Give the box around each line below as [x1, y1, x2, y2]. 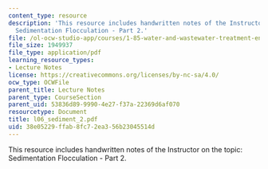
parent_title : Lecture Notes [8, 85, 105, 94]
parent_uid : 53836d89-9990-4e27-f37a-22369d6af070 [8, 100, 180, 108]
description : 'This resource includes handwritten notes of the [8, 19, 227, 27]
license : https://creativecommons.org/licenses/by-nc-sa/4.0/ [8, 71, 219, 79]
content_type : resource [8, 11, 88, 20]
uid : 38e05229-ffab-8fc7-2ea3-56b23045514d [8, 123, 156, 131]
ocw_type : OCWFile [8, 78, 69, 86]
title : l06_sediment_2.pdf [8, 116, 98, 124]
